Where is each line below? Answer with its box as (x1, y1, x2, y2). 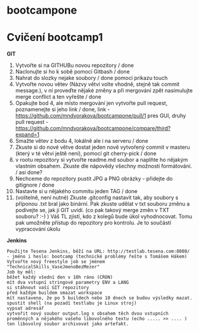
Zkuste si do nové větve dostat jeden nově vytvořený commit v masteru (15, 143, 190, 151)
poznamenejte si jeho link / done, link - (15, 106, 110, 113)
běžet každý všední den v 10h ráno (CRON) (7, 274, 113, 280)
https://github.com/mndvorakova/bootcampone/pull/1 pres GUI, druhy (15, 112, 186, 119)
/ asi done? (15, 169, 43, 176)
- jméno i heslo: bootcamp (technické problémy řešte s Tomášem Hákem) (7, 254, 187, 260)
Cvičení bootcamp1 (7, 31, 103, 44)
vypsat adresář (7, 306, 44, 312)
